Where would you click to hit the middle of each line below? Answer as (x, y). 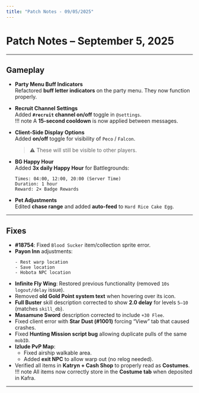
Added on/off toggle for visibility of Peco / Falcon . (75, 139)
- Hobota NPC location (43, 273)
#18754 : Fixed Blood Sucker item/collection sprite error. (83, 245)
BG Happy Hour (34, 162)
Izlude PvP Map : (35, 347)
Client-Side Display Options (49, 132)
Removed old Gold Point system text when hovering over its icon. (95, 296)
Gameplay (25, 70)
